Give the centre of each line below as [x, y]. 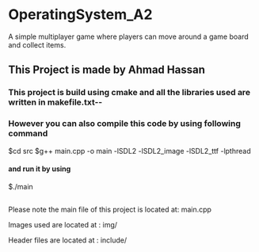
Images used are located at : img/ [63, 225]
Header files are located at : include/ [68, 240]
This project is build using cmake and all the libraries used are [129, 93]
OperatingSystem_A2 [80, 15]
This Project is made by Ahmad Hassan [107, 70]
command [28, 134]
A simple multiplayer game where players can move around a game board [129, 36]
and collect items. [37, 44]
